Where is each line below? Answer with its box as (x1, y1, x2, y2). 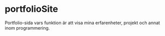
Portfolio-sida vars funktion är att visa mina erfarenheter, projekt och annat (5, 20, 160, 26)
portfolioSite (5, 3, 59, 15)
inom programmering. (5, 25, 50, 31)
